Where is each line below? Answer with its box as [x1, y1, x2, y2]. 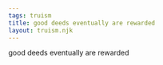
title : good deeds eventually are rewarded [8, 19, 156, 27]
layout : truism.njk [8, 26, 74, 34]
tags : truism [8, 11, 52, 20]
